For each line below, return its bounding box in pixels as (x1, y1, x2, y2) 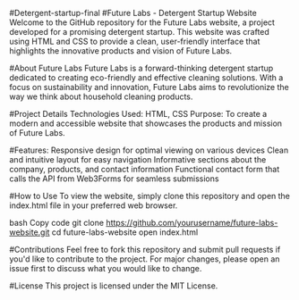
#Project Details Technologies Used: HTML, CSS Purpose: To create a (9, 109, 268, 119)
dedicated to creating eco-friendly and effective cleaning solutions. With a (9, 72, 284, 83)
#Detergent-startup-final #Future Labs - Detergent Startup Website (9, 8, 257, 18)
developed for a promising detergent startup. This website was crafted (9, 27, 270, 37)
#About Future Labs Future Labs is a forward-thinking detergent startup (9, 62, 274, 73)
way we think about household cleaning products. (9, 91, 193, 102)
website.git (9, 227, 50, 237)
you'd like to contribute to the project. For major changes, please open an (9, 254, 280, 264)
